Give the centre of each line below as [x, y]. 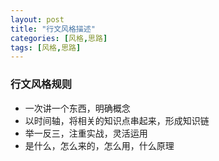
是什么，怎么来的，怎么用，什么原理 [99, 145]
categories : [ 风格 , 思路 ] [59, 38]
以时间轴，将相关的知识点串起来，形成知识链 [117, 120]
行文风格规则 [41, 84]
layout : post [37, 19]
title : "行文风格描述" [53, 29]
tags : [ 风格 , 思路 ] [46, 47]
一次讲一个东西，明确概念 [77, 108]
